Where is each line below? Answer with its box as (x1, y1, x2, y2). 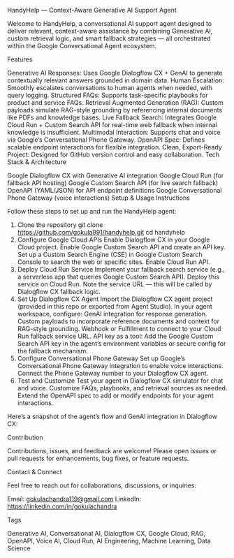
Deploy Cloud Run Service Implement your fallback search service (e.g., (17, 265, 225, 273)
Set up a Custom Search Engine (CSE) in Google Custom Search (17, 251, 203, 258)
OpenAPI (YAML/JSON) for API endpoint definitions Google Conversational (7, 186, 222, 194)
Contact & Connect (7, 468, 62, 476)
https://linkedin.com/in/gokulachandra (7, 502, 117, 511)
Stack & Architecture (7, 158, 67, 166)
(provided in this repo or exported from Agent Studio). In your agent (17, 302, 213, 310)
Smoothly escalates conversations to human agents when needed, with (7, 84, 213, 91)
